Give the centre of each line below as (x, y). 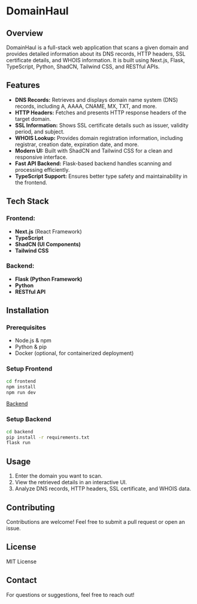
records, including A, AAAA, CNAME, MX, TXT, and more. (86, 106)
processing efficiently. (42, 169)
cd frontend (21, 381)
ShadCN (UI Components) (48, 244)
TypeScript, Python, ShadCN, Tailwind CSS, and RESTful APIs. (83, 66)
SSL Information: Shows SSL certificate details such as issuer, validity (101, 125)
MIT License (22, 561)
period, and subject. (40, 131)
